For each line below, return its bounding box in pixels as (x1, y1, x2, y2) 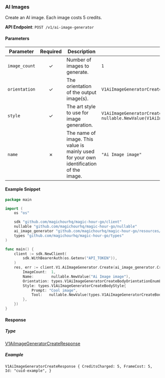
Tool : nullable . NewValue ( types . (31, 292, 102, 297)
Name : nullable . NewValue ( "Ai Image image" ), (23, 274, 131, 279)
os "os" (14, 211, 29, 216)
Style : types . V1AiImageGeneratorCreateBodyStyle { (23, 283, 126, 288)
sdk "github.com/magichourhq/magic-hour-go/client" (14, 220, 122, 224)
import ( (5, 206, 23, 211)
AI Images (5, 3, 29, 10)
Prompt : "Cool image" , (31, 288, 78, 293)
